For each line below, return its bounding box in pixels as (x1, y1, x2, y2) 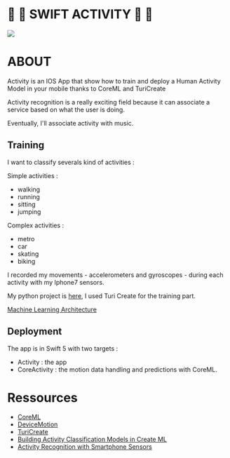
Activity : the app (17, 358, 67, 366)
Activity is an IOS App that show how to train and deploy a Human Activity (7, 76, 221, 85)
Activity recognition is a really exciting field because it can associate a (7, 97, 210, 106)
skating (17, 249, 39, 258)
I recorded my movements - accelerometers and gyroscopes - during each (7, 270, 224, 279)
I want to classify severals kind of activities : (7, 158, 135, 166)
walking (17, 185, 41, 194)
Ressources (7, 389, 79, 405)
